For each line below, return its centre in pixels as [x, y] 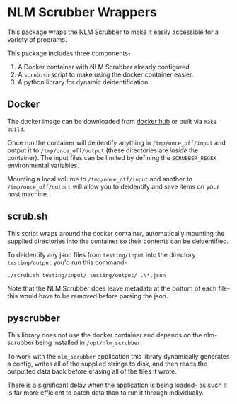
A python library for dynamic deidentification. [83, 82]
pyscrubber [34, 318]
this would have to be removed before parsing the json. [88, 296]
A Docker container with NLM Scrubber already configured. [104, 67]
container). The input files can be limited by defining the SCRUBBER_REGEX [112, 157]
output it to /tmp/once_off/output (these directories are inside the [103, 150]
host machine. [28, 194]
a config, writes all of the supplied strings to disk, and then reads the [107, 364]
